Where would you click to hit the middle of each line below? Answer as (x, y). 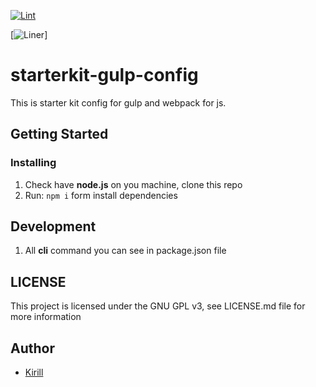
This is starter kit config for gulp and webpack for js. (118, 102)
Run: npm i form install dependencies (101, 195)
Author (32, 348)
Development (53, 226)
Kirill (34, 372)
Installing (33, 163)
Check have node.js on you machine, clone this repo (133, 184)
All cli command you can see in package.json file (125, 251)
